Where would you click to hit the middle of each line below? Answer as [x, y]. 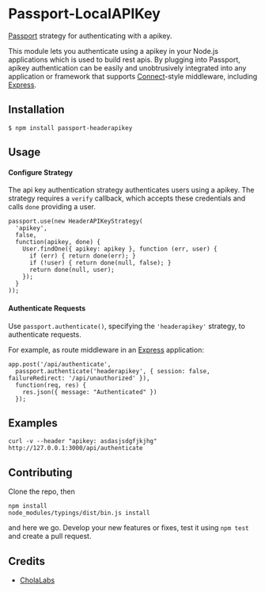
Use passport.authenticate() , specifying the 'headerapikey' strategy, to [127, 326]
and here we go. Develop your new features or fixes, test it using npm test [129, 528]
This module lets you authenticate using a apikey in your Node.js [114, 51]
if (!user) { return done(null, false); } [100, 263]
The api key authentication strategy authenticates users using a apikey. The [131, 190]
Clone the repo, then [42, 491]
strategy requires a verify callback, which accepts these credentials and [127, 198]
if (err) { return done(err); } [82, 256]
